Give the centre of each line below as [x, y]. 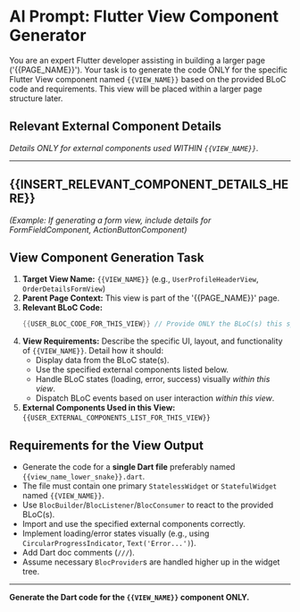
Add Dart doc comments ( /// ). [79, 553]
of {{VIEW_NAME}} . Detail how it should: [92, 351]
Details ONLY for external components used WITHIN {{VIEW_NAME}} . [134, 148]
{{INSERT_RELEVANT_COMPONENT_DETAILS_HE [149, 185]
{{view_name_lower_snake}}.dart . [83, 477]
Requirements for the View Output [106, 445]
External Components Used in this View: [99, 408]
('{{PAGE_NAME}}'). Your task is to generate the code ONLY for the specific [149, 70]
